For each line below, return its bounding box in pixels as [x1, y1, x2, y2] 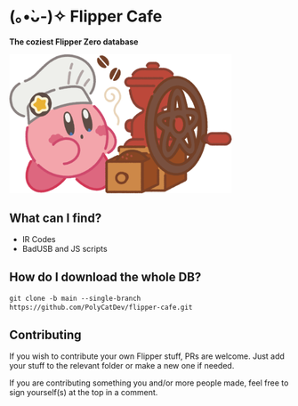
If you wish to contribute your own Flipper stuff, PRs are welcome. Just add [9, 351, 285, 361]
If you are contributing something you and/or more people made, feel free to [9, 378, 289, 388]
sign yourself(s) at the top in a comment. [9, 386, 158, 397]
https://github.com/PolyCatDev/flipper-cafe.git [9, 303, 193, 313]
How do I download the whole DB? [9, 269, 202, 284]
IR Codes [21, 234, 56, 245]
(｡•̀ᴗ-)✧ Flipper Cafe [9, 6, 163, 27]
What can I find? [9, 210, 102, 225]
